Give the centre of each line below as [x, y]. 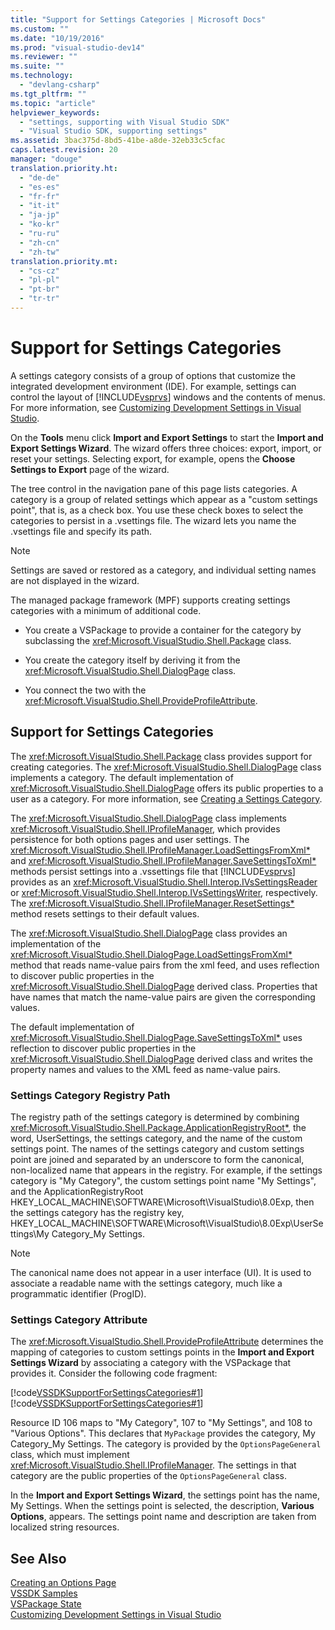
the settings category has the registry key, [97, 1212]
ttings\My [30, 1233]
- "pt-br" [39, 289]
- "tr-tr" [39, 299]
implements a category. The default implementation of [122, 777]
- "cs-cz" [39, 271]
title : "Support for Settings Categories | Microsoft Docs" [138, 19]
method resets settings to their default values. [105, 913]
